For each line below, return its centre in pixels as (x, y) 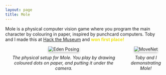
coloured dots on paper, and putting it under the (64, 62)
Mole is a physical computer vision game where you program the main (78, 28)
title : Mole (18, 14)
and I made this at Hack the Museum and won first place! (65, 39)
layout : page (19, 10)
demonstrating (146, 62)
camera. (64, 68)
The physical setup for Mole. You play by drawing (64, 57)
